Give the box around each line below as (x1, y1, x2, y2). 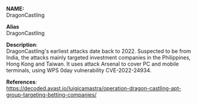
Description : (6, 41, 38, 48)
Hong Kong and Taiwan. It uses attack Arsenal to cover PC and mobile (6, 60, 180, 67)
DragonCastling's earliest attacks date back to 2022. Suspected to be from (6, 47, 192, 55)
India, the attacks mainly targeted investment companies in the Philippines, (6, 54, 191, 61)
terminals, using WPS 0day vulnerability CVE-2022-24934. (6, 67, 151, 74)
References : (6, 78, 37, 85)
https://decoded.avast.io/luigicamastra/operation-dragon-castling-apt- (6, 85, 181, 92)
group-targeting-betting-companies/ (6, 91, 97, 98)
